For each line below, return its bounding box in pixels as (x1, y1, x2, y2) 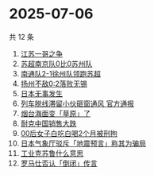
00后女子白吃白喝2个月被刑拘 (20, 128, 117, 138)
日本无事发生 (20, 88, 63, 98)
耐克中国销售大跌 (20, 119, 77, 128)
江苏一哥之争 (20, 49, 63, 58)
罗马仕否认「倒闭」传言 (20, 158, 98, 168)
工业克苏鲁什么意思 (20, 148, 84, 157)
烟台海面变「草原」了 (20, 108, 90, 118)
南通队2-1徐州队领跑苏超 (20, 68, 102, 78)
